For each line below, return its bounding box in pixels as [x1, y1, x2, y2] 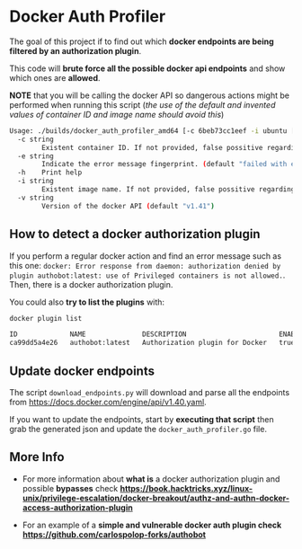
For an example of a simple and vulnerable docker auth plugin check [22, 519, 282, 530]
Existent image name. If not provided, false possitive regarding [41, 185, 296, 194]
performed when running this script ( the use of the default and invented [9, 99, 276, 110]
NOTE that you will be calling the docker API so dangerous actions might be [9, 90, 290, 101]
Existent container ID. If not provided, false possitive [41, 143, 263, 152]
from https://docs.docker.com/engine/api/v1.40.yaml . [9, 396, 207, 407]
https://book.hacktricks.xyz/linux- [120, 483, 253, 493]
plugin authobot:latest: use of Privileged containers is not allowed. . [9, 270, 286, 280]
